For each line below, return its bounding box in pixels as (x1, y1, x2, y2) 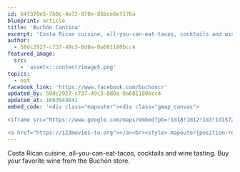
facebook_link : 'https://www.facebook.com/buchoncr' (7, 84, 168, 91)
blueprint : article (7, 17, 66, 24)
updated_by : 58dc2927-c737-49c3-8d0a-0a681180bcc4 (7, 90, 161, 97)
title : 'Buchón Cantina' (7, 24, 81, 31)
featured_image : (7, 51, 56, 58)
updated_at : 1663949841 (7, 97, 79, 104)
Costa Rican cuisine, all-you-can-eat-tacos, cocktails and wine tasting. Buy (7, 148, 229, 157)
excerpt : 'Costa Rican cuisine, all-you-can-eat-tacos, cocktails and (7, 30, 222, 38)
